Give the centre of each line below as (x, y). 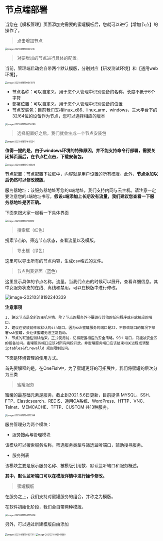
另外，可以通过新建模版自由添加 (37, 524)
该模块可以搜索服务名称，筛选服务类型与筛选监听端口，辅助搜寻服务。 (75, 445)
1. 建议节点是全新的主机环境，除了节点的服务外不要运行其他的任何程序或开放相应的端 (79, 317)
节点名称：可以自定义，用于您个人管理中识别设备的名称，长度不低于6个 (83, 91)
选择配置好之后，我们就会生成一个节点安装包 (62, 133)
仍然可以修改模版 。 (28, 180)
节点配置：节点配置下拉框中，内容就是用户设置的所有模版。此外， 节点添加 (79, 174)
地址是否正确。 (28, 202)
